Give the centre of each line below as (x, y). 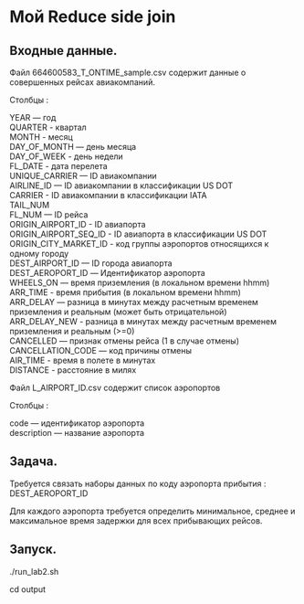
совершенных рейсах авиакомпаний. (82, 82)
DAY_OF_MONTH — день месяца (73, 147)
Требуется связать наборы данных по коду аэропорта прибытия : (138, 483)
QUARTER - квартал (48, 127)
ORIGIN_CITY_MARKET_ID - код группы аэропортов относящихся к (139, 244)
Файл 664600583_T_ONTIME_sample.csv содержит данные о (128, 72)
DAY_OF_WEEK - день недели (66, 156)
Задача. (33, 462)
